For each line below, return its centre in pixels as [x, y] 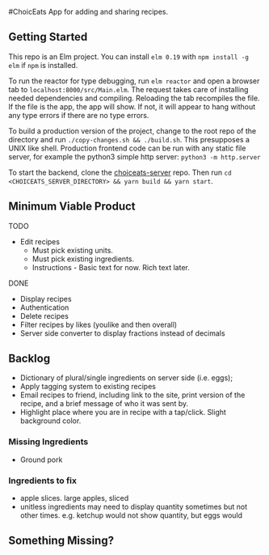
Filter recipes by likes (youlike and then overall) [99, 324]
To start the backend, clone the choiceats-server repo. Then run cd [120, 172]
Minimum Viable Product [72, 207]
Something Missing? [61, 541]
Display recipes [46, 299]
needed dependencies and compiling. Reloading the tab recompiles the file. [134, 98]
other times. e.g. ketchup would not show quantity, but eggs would [131, 515]
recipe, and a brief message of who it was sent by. [104, 404]
